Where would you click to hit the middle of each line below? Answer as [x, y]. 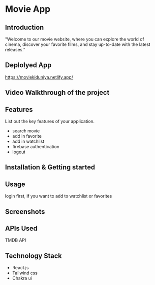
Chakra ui [22, 278]
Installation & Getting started [50, 167]
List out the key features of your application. [50, 122]
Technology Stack [33, 256]
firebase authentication [36, 147]
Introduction [25, 27]
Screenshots [25, 212]
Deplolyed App [28, 65]
